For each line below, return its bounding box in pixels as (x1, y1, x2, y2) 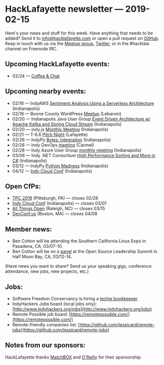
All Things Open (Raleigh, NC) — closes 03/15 (12, 206, 106, 211)
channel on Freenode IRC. (5, 46, 58, 52)
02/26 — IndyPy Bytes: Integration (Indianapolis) (12, 136, 111, 143)
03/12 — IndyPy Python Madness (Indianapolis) (12, 163, 109, 169)
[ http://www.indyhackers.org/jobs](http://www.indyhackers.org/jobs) (12, 306, 152, 312)
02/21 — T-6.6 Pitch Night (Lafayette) (12, 131, 88, 137)
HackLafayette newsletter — (5, 3, 124, 15)
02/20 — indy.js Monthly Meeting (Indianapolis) (12, 126, 109, 132)
